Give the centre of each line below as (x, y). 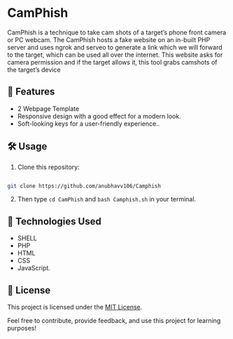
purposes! (22, 328)
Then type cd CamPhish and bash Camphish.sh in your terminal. (107, 199)
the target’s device (34, 69)
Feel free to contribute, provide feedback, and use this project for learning (114, 321)
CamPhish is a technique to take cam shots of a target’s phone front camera (117, 32)
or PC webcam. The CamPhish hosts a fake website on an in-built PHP (109, 39)
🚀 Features (31, 92)
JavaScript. (34, 268)
